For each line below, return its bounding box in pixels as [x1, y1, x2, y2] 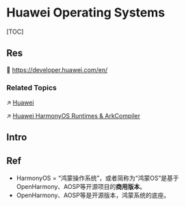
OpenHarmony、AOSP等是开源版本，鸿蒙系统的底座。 [16, 191, 170, 200]
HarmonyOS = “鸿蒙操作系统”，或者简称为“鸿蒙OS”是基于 [16, 174, 179, 183]
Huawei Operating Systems [6, 5, 165, 21]
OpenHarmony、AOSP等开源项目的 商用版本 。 [16, 183, 146, 191]
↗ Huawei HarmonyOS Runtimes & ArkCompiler [6, 112, 141, 120]
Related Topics [6, 82, 57, 92]
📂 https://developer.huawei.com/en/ [6, 65, 108, 73]
